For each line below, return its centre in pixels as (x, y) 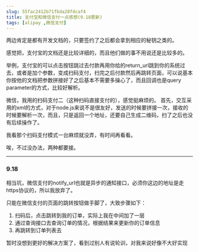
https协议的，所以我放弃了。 (41, 190)
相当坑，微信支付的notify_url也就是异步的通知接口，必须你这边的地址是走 (95, 183)
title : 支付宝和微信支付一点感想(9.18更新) (54, 17)
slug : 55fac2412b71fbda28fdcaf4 (46, 12)
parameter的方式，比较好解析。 (45, 88)
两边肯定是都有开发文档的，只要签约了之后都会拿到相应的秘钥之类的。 (92, 40)
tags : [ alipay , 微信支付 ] (36, 23)
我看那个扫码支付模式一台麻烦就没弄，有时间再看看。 (71, 135)
